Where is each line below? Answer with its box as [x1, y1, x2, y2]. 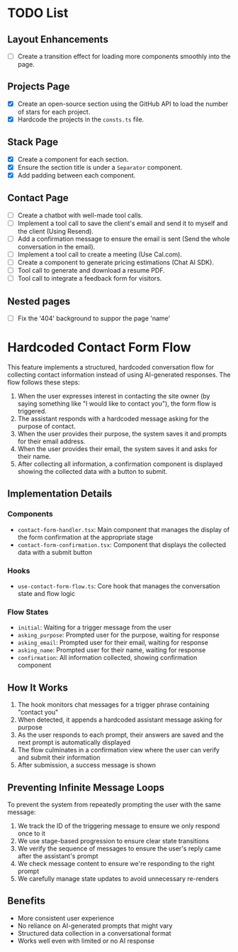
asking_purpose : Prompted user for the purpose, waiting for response [17, 631, 220, 639]
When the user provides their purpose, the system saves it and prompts [17, 430, 227, 438]
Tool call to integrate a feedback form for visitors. [17, 274, 162, 283]
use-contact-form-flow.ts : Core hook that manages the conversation [17, 582, 220, 590]
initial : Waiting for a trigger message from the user [17, 623, 171, 632]
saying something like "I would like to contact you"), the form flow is [17, 399, 217, 408]
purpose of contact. [17, 422, 76, 431]
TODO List [7, 5, 69, 21]
